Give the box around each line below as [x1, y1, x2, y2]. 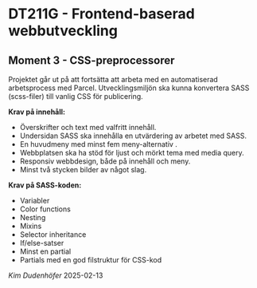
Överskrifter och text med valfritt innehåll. [19, 123, 157, 132]
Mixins [19, 221, 42, 231]
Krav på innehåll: [8, 107, 66, 116]
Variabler [19, 196, 50, 205]
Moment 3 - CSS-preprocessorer [8, 53, 175, 67]
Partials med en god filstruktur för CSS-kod [19, 255, 162, 264]
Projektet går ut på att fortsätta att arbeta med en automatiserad [8, 75, 219, 84]
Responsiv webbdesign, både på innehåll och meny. [19, 156, 191, 166]
